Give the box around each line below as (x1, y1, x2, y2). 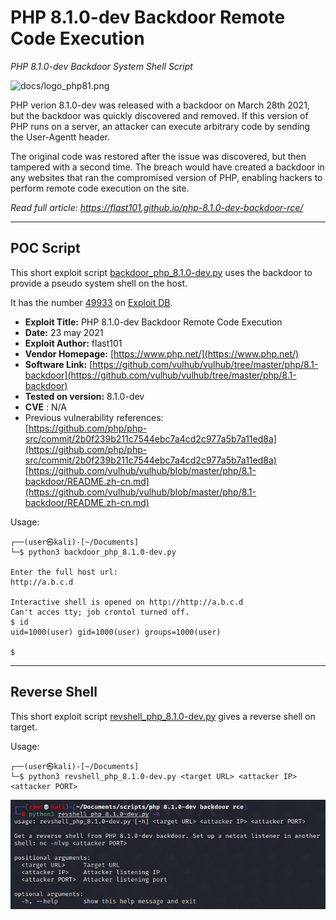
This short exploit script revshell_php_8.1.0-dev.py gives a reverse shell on (10, 710, 316, 722)
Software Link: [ (24, 358, 93, 370)
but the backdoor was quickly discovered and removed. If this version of (10, 109, 309, 121)
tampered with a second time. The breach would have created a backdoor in (10, 161, 325, 173)
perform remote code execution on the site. (10, 182, 190, 194)
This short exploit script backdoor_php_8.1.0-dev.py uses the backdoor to (10, 266, 313, 278)
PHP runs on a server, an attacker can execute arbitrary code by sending (10, 120, 311, 132)
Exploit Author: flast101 (24, 337, 123, 349)
